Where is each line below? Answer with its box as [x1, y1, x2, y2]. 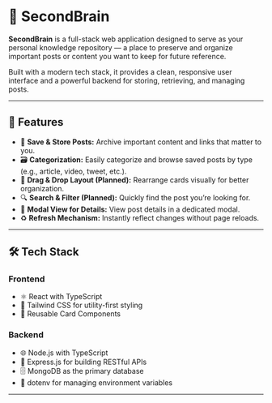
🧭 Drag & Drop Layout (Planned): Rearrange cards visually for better [19, 174, 249, 185]
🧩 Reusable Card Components [19, 309, 121, 319]
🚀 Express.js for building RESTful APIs [19, 357, 147, 367]
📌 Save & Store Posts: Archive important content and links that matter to [19, 137, 261, 147]
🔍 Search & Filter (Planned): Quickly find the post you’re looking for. [19, 192, 251, 202]
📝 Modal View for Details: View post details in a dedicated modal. [19, 204, 240, 214]
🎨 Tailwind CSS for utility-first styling [19, 300, 143, 311]
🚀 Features [8, 115, 64, 129]
